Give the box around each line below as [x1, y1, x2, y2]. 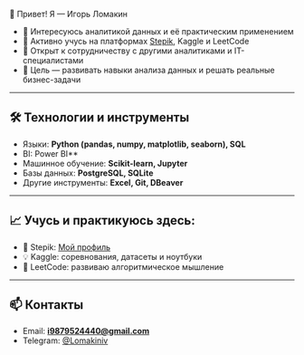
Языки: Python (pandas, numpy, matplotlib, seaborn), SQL [22, 139, 246, 149]
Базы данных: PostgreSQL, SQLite [22, 168, 154, 178]
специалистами [22, 55, 84, 65]
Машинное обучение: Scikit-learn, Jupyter [22, 158, 188, 168]
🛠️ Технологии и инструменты [9, 110, 190, 126]
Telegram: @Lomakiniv [22, 335, 109, 346]
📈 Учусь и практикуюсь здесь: [9, 213, 196, 228]
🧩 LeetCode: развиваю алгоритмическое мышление [22, 261, 224, 272]
